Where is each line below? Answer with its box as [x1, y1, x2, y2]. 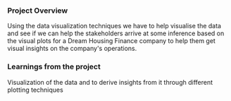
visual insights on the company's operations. [7, 44, 137, 53]
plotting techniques [7, 85, 63, 94]
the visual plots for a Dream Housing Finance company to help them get [7, 37, 216, 45]
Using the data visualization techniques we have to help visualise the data [7, 22, 222, 30]
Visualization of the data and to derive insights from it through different [7, 78, 213, 86]
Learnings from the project [7, 62, 101, 72]
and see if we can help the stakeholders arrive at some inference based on [7, 29, 225, 37]
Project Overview [7, 6, 68, 16]
